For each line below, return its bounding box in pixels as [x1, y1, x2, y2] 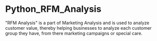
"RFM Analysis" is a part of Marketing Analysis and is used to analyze [5, 20, 149, 26]
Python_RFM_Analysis [5, 3, 102, 15]
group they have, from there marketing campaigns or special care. [5, 30, 142, 36]
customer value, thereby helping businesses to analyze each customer [5, 25, 152, 31]
